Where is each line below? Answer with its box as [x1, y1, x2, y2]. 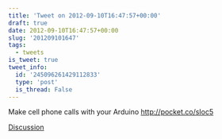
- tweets [15, 48, 44, 56]
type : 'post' [15, 78, 59, 86]
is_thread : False [15, 85, 73, 94]
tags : [8, 41, 26, 49]
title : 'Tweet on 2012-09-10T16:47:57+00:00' [8, 11, 161, 20]
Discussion [8, 122, 44, 132]
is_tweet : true [8, 56, 59, 64]
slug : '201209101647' [8, 33, 80, 42]
